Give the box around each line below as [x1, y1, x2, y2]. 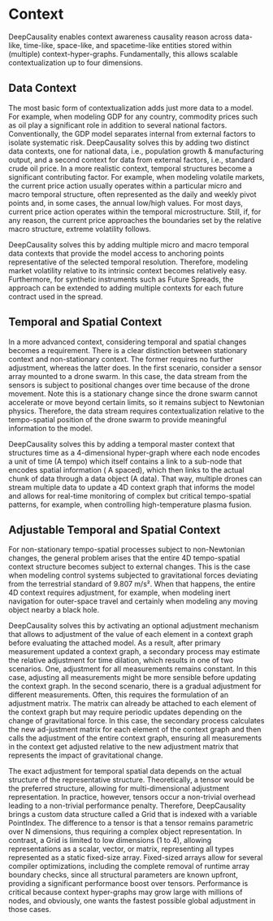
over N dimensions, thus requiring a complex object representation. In [8, 827, 242, 836]
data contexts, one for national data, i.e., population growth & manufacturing [8, 146, 264, 155]
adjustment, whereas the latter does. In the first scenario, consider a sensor [8, 363, 262, 373]
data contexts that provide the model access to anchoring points [8, 248, 225, 258]
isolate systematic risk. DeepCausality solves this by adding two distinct [8, 137, 249, 147]
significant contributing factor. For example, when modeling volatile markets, [8, 172, 265, 181]
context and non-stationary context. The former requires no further [8, 354, 234, 364]
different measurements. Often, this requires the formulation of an [8, 690, 229, 700]
